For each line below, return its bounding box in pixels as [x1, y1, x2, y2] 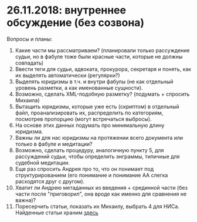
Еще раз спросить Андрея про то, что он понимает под [15, 165, 154, 172]
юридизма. [15, 127, 43, 135]
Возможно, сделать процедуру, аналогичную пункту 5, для [15, 146, 164, 153]
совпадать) [15, 59, 43, 66]
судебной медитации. [15, 159, 70, 166]
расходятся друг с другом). [15, 177, 84, 185]
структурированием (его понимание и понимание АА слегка [15, 171, 168, 179]
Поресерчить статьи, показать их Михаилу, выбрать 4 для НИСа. [15, 203, 179, 210]
